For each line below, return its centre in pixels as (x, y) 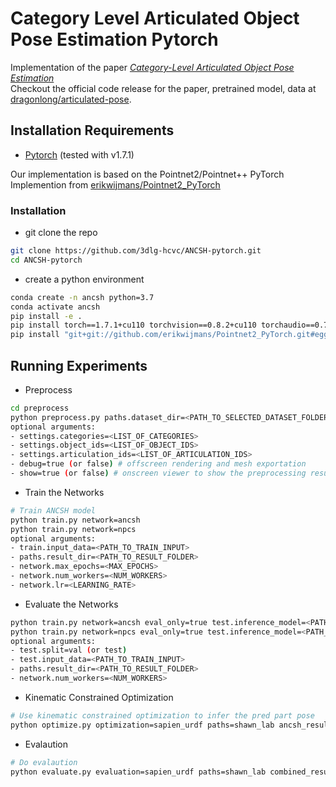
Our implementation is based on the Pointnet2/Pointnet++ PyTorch (147, 174)
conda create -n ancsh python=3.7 (82, 297)
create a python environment (84, 279)
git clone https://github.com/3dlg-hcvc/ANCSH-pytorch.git (136, 251)
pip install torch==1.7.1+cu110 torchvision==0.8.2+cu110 (133, 325)
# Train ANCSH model (53, 510)
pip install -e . (46, 316)
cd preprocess (40, 408)
